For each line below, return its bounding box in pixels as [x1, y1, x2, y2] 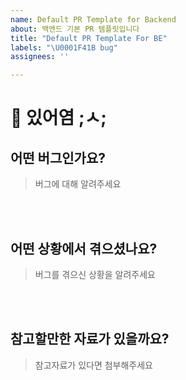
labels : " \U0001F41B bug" [10, 42, 118, 53]
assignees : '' [10, 52, 70, 62]
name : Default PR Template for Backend [10, 14, 177, 25]
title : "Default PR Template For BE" [10, 33, 168, 43]
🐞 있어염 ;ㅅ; [10, 107, 107, 130]
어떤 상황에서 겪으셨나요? [10, 240, 158, 257]
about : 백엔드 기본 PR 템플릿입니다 [10, 24, 140, 34]
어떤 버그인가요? [10, 149, 106, 166]
